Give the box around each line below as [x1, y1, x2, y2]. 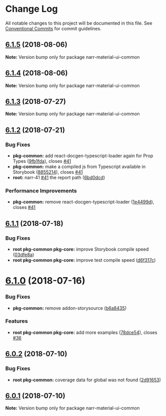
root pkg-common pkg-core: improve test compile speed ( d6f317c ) [12, 257, 156, 263]
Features [5, 318, 28, 325]
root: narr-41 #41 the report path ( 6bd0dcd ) [12, 175, 106, 181]
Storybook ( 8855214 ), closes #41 [12, 169, 83, 175]
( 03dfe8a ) [12, 252, 34, 258]
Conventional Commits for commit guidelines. [5, 25, 101, 31]
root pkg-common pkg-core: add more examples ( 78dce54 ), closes [12, 329, 158, 336]
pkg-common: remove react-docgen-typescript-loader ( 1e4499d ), [12, 199, 155, 205]
